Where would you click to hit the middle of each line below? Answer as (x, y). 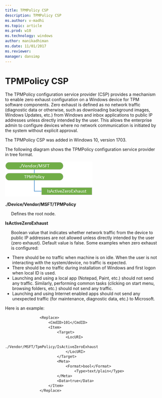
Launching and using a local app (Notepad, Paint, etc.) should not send (83, 278)
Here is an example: (25, 308)
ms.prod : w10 (18, 31)
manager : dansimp (22, 56)
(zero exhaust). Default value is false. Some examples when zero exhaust (84, 243)
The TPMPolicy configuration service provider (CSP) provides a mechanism (80, 94)
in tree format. (19, 155)
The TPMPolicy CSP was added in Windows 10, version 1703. (66, 140)
